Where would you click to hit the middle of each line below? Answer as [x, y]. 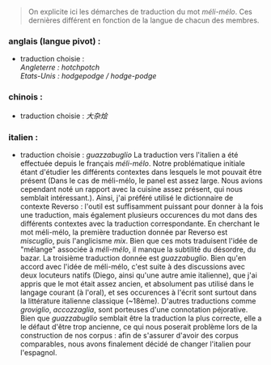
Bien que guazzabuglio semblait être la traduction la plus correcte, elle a [141, 318]
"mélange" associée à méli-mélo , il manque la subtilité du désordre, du [138, 249]
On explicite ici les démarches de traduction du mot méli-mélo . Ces [140, 12]
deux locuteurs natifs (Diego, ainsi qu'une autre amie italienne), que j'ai [138, 275]
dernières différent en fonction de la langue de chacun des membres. [144, 20]
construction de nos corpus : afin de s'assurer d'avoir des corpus [129, 335]
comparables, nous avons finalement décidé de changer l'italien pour [135, 344]
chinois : [25, 97]
